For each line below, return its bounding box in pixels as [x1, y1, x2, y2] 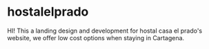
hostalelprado [7, 4, 89, 20]
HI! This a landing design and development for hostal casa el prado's [7, 27, 202, 35]
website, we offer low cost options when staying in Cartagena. [7, 33, 185, 42]
